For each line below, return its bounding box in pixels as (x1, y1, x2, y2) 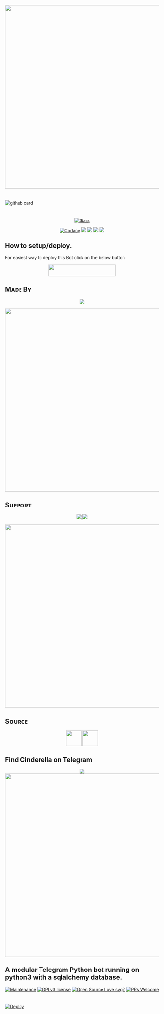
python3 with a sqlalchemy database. (5, 973, 122, 982)
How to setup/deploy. (5, 242, 72, 250)
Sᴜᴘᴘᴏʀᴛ (5, 501, 32, 509)
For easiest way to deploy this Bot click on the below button (5, 255, 125, 261)
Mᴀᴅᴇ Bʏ (5, 286, 32, 294)
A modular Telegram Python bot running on (5, 966, 140, 974)
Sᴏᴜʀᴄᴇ (5, 717, 28, 726)
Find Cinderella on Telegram (5, 755, 93, 764)
